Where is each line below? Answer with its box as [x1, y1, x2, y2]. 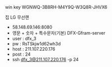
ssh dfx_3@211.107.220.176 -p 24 [12, 57, 79, 62]
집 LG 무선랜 [5, 14, 30, 20]
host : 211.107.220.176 [12, 46, 56, 52]
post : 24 [12, 51, 31, 57]
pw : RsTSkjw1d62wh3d [12, 41, 61, 46]
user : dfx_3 [12, 35, 37, 41]
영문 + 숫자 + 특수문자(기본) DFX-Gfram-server [12, 30, 106, 36]
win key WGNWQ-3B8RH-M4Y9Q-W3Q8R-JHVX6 [5, 4, 108, 10]
